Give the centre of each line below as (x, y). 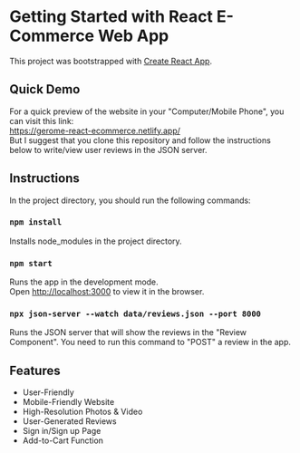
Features (35, 370)
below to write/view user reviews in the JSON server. (108, 149)
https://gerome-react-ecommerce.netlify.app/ (95, 130)
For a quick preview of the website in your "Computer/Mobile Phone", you (147, 111)
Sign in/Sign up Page (62, 431)
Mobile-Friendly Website (68, 402)
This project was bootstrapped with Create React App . (111, 61)
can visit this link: (42, 120)
